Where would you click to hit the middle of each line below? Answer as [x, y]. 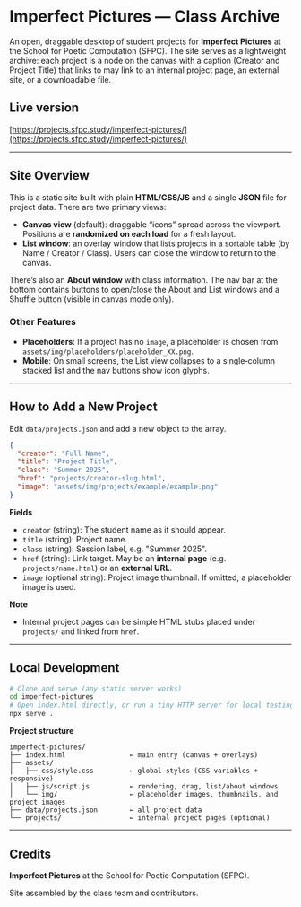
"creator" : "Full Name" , [64, 453]
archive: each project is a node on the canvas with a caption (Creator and [145, 60]
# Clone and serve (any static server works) [95, 689]
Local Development [64, 668]
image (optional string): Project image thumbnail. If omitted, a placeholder [157, 577]
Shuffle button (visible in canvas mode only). [92, 299]
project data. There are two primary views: [88, 207]
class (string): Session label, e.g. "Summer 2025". [115, 549]
